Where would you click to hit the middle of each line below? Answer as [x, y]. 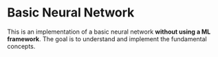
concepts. [21, 46]
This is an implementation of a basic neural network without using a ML [109, 32]
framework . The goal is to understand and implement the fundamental [107, 38]
